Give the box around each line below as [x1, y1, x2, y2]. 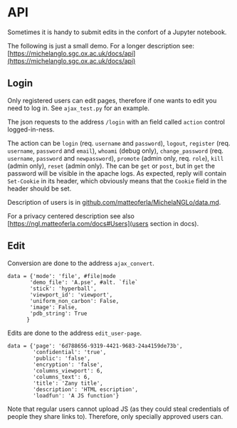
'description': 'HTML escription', [33, 385, 139, 393]
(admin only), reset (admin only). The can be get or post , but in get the [7, 161, 216, 170]
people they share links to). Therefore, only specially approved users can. [7, 412, 223, 420]
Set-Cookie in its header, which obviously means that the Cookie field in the [7, 176, 227, 185]
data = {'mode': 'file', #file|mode [7, 272, 116, 279]
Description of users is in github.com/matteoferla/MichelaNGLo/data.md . [7, 198, 221, 206]
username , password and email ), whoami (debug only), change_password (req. [7, 146, 224, 155]
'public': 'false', [33, 355, 91, 362]
